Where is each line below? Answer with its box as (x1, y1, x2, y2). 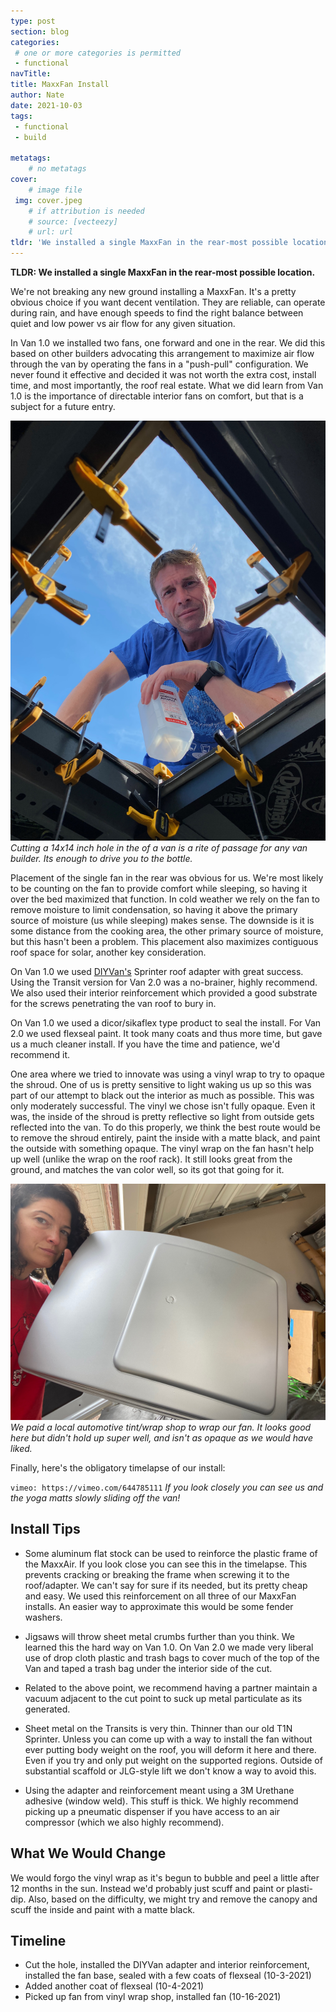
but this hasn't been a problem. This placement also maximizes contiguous (10, 936, 319, 947)
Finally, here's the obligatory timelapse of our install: (10, 1462, 226, 1474)
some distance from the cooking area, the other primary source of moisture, (10, 925, 324, 937)
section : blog (10, 26, 70, 37)
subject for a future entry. (10, 401, 116, 412)
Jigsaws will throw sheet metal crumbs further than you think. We (24, 1630, 296, 1642)
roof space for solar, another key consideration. (10, 946, 207, 958)
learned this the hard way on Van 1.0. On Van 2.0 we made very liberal (24, 1641, 314, 1653)
